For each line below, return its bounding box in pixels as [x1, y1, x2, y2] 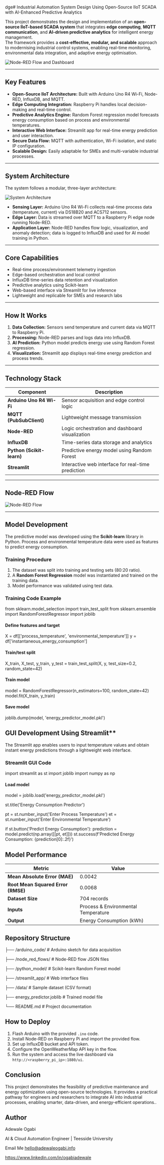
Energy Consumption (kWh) [80, 917, 144, 924]
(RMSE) [7, 887, 26, 894]
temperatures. [12, 122, 41, 128]
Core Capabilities [5, 254, 59, 262]
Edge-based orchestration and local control [12, 272, 100, 278]
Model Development [5, 520, 68, 529]
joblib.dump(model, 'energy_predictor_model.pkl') [5, 715, 105, 721]
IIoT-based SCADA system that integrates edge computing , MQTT [20, 24, 156, 30]
